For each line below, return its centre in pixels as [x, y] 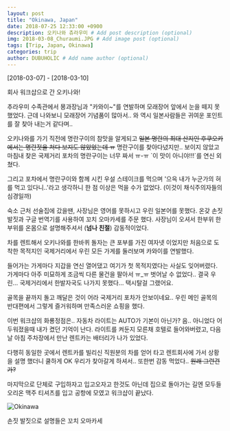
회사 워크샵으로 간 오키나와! [44, 92]
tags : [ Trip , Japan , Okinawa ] [50, 45]
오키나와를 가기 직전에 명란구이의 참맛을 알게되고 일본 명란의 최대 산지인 [103, 138]
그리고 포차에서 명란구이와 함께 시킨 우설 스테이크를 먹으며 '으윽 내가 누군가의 [111, 179]
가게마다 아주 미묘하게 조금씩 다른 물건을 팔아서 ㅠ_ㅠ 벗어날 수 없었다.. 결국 [108, 274]
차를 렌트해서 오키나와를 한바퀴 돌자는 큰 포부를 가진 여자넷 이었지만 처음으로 [110, 242]
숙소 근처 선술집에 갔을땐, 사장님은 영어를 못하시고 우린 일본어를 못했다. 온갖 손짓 [115, 210]
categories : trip [32, 52]
